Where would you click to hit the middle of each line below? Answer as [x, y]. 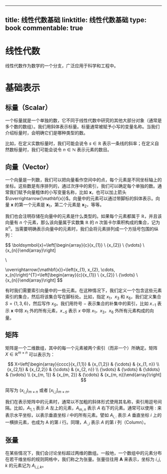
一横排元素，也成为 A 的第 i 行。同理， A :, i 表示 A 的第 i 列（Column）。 [77, 423]
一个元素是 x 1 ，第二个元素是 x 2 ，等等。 [64, 205]
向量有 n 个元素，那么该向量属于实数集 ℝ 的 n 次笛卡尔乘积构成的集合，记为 [83, 222]
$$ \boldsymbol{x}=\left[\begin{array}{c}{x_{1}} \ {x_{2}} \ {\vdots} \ [75, 245]
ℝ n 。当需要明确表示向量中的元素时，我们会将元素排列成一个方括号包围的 [80, 228]
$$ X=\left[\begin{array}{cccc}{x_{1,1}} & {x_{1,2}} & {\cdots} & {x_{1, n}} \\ [83, 364]
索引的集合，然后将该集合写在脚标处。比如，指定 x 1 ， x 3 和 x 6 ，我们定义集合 [83, 297]
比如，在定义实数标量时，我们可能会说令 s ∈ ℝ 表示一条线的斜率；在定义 [80, 143]
